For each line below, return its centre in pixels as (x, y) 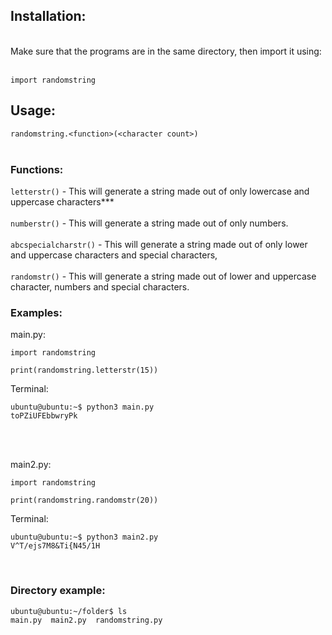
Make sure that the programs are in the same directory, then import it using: (166, 51)
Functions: (37, 169)
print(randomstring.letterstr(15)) (84, 370)
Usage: (33, 110)
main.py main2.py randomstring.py (86, 620)
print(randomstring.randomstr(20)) (84, 500)
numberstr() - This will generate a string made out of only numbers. (149, 223)
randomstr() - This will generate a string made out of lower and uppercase (163, 276)
